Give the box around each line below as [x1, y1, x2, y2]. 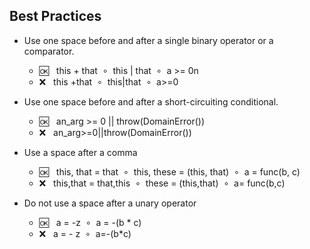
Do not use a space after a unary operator [23, 197, 197, 209]
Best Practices [9, 8, 102, 25]
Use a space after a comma [23, 146, 138, 158]
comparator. [23, 45, 75, 57]
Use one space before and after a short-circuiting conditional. [23, 95, 279, 108]
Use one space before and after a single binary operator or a [23, 34, 274, 46]
